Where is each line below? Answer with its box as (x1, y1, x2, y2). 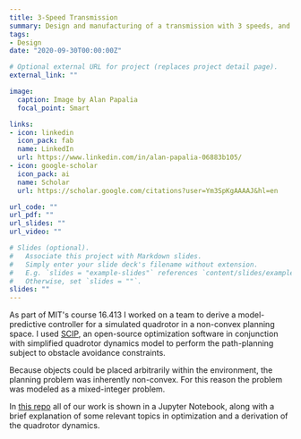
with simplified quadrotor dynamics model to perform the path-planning (9, 338, 274, 349)
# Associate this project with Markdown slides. (9, 251, 202, 260)
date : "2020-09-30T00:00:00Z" (9, 46, 123, 55)
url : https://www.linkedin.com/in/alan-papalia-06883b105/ (17, 153, 243, 162)
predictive (9, 319, 47, 330)
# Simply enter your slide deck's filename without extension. (9, 260, 258, 269)
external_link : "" (9, 71, 78, 80)
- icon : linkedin (9, 128, 74, 137)
